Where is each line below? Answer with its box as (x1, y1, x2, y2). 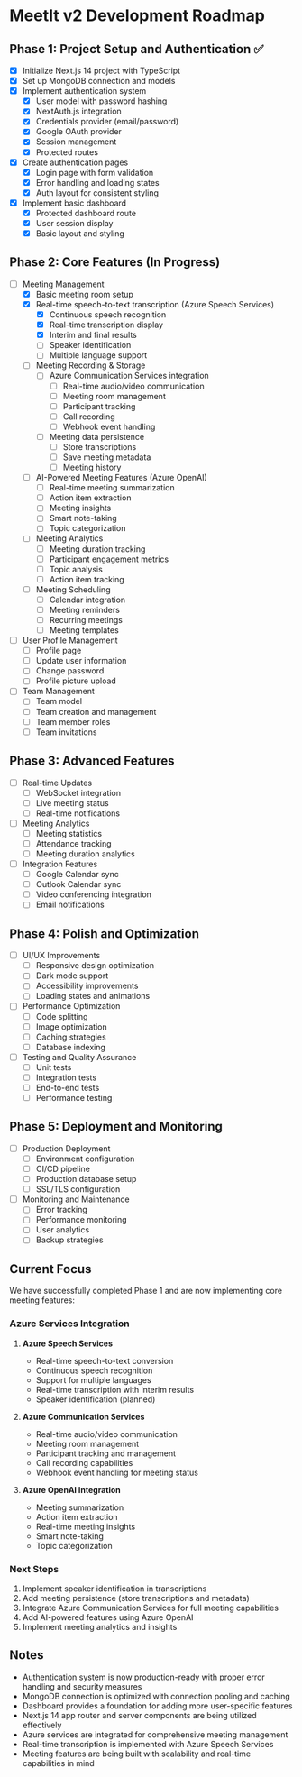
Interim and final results (49, 330, 137, 341)
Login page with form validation (35, 167, 154, 178)
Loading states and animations (35, 991, 151, 1002)
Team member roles (35, 716, 111, 727)
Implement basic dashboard (22, 197, 127, 208)
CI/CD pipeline (35, 1164, 90, 1174)
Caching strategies (35, 1031, 106, 1042)
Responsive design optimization (35, 960, 155, 971)
